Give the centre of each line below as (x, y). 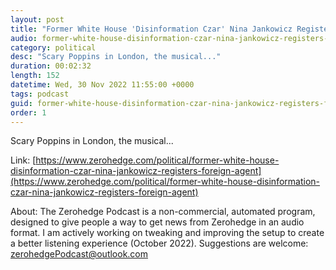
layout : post (37, 19)
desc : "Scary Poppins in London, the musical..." (116, 57)
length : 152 (35, 76)
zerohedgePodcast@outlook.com (79, 254)
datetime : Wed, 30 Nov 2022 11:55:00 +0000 (102, 85)
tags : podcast (40, 94)
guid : (21, 103)
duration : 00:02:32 (51, 66)
